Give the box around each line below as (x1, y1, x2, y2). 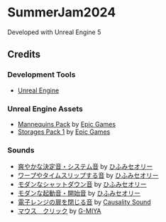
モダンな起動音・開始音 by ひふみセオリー (17, 189, 140, 198)
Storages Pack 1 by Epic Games (17, 127, 111, 136)
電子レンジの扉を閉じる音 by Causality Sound (17, 198, 151, 206)
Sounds (7, 145, 35, 155)
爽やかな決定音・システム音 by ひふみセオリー (17, 162, 153, 171)
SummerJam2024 (7, 4, 116, 21)
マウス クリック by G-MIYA (17, 207, 101, 216)
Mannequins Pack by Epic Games (17, 120, 116, 128)
